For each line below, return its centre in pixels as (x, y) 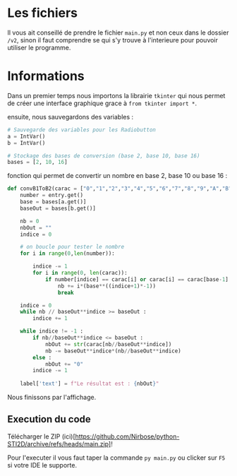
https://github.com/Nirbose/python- (127, 436)
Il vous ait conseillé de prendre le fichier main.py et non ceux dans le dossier (118, 32)
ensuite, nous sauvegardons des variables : (71, 117)
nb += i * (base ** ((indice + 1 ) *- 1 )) (107, 286)
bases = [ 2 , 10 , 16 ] (38, 162)
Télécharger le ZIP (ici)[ (41, 436)
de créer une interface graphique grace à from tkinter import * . (102, 103)
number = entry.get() (51, 196)
